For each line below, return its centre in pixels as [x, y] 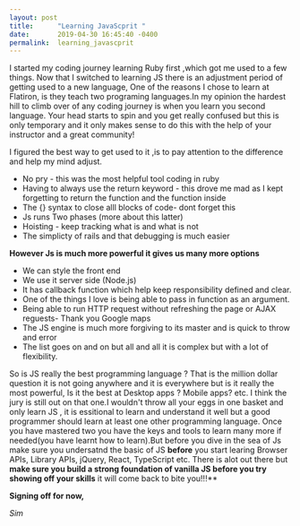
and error [39, 338]
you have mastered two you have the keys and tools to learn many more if [146, 431]
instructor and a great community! [72, 134]
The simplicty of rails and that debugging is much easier [126, 236]
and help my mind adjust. [56, 161]
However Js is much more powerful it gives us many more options [134, 254]
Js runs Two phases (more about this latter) [103, 217]
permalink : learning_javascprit [72, 43]
